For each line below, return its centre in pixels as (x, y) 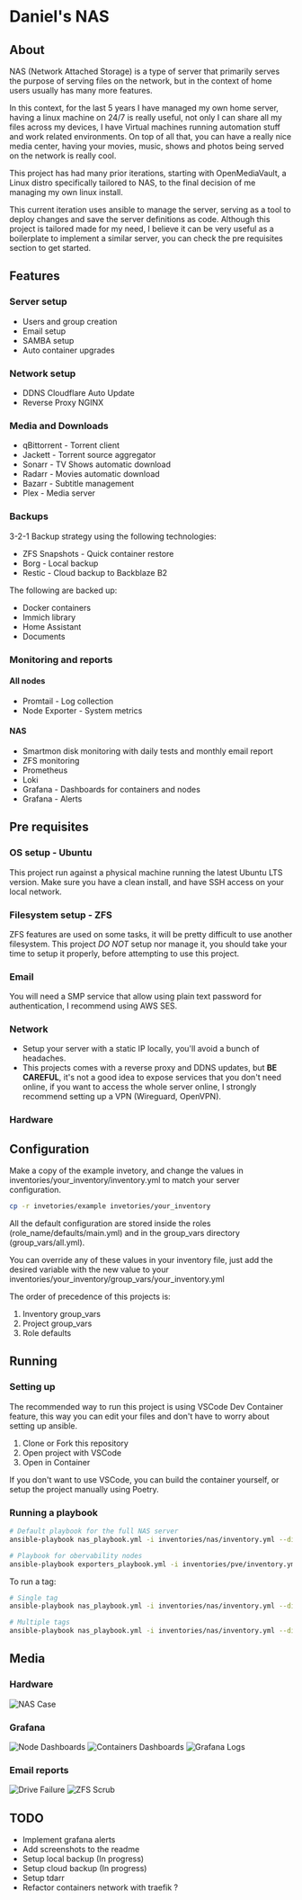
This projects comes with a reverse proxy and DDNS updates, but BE (150, 1068)
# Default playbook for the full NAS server (94, 1531)
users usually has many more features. (81, 90)
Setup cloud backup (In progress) (84, 1869)
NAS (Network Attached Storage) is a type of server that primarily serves (145, 71)
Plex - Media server (59, 493)
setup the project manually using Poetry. (84, 1489)
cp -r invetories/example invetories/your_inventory (110, 1206)
